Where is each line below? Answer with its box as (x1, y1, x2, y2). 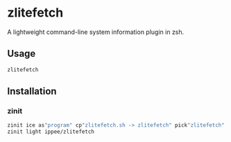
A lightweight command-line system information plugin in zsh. (7, 28, 185, 36)
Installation (7, 85, 57, 98)
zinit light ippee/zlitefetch (7, 128, 95, 136)
